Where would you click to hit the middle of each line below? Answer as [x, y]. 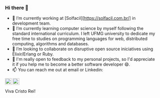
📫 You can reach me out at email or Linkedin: [57, 70]
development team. [31, 23]
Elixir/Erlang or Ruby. [33, 54]
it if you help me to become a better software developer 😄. [71, 64]
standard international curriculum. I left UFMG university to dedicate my [83, 34]
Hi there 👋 [17, 8]
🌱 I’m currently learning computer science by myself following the [78, 28]
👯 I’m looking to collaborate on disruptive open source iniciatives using [83, 49]
